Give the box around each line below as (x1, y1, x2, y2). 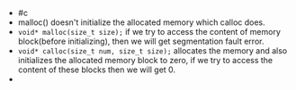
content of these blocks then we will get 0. (17, 64, 176, 75)
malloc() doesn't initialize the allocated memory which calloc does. (17, 17, 265, 28)
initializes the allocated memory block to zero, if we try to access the (17, 55, 274, 65)
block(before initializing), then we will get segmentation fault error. (17, 36, 265, 46)
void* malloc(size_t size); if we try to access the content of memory (17, 27, 282, 37)
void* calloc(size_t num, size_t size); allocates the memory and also (17, 45, 288, 56)
